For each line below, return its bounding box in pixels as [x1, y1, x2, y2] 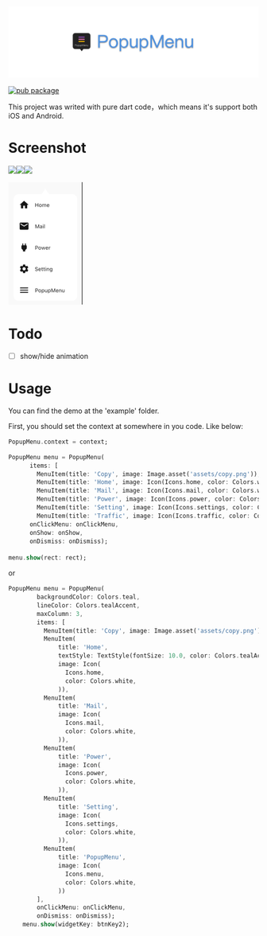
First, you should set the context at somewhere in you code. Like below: [8, 421, 244, 431]
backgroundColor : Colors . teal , [37, 593, 141, 601]
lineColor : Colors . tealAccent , [37, 601, 141, 610]
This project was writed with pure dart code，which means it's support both [8, 102, 258, 111]
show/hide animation [19, 351, 89, 361]
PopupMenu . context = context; [8, 438, 109, 446]
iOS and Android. [8, 111, 64, 120]
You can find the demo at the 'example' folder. [8, 406, 160, 415]
